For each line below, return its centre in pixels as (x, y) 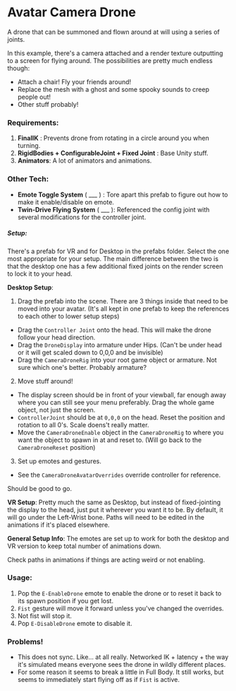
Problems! (25, 641)
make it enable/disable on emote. (66, 202)
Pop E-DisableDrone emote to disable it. (75, 623)
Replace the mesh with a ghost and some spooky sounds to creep (113, 89)
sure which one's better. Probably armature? (82, 367)
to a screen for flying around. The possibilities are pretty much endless (110, 60)
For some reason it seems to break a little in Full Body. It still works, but (120, 672)
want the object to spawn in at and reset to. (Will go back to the (110, 440)
